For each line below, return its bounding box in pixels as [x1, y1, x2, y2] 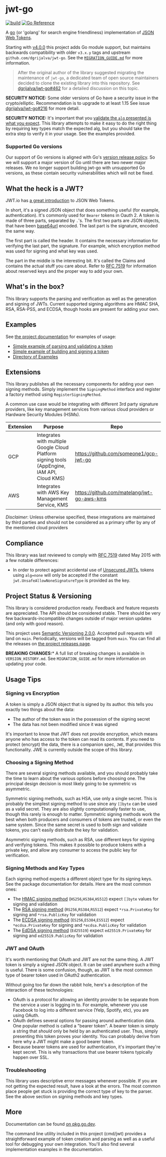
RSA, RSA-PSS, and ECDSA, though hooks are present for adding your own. [5, 306, 160, 312]
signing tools [36, 456, 67, 463]
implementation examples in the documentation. [5, 1146, 103, 1152]
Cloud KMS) [36, 475, 65, 482]
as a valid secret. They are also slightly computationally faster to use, [5, 806, 146, 812]
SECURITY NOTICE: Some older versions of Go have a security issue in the [5, 95, 159, 101]
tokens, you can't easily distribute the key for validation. [5, 827, 119, 833]
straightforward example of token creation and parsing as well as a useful [5, 1136, 155, 1142]
